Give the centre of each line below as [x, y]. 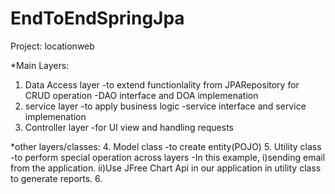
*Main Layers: [40, 65]
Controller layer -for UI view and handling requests [129, 127]
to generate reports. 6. [56, 178]
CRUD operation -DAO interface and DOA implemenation [141, 95]
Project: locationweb [52, 46]
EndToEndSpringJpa [97, 18]
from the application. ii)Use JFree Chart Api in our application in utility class [166, 168]
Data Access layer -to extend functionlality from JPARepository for [162, 84]
